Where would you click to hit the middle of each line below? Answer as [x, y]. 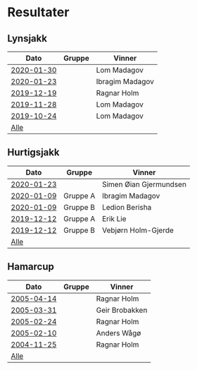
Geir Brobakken [122, 310]
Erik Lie [114, 218]
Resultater [38, 12]
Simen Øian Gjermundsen [144, 184]
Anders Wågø [119, 333]
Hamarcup [31, 267]
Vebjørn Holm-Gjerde [138, 230]
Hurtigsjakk [33, 153]
